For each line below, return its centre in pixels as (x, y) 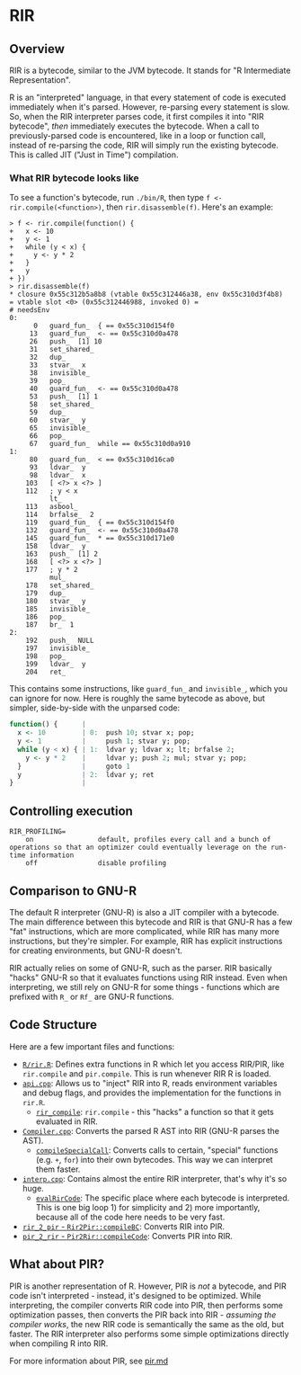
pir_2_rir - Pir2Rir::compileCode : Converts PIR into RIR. (128, 1236)
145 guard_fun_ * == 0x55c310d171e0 (100, 539)
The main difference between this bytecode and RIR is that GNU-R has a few (151, 922)
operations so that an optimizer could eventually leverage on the (138, 848)
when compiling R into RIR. (59, 1343)
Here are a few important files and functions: (92, 1046)
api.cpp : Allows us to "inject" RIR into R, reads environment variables (150, 1083)
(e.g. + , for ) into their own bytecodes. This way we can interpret (154, 1159)
